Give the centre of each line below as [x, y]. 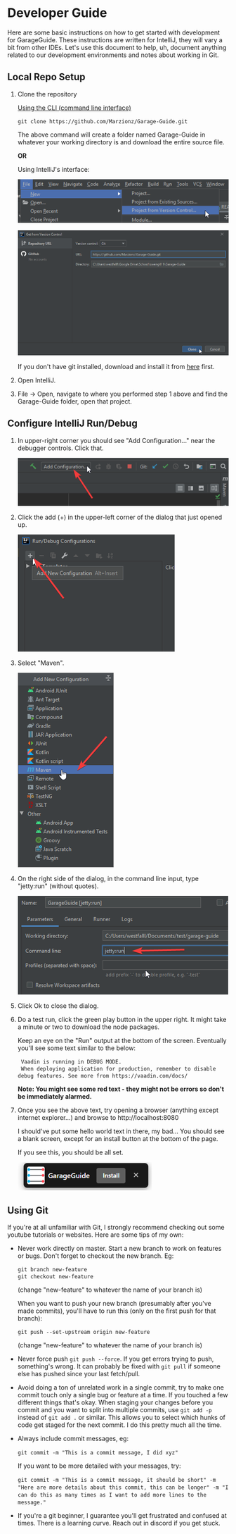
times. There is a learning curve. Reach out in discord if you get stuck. [119, 1523]
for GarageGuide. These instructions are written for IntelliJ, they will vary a [115, 39]
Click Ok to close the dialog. [58, 1006]
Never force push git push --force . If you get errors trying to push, [116, 1359]
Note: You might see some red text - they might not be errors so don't [121, 1089]
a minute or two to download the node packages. [88, 1027]
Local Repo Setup [46, 77]
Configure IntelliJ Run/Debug [73, 424]
